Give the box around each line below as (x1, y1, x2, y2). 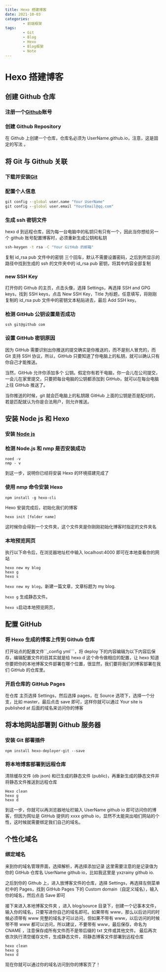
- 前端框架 (23, 21, 42, 26)
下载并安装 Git (5, 173, 38, 180)
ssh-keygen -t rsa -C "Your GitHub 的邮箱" (5, 244, 94, 249)
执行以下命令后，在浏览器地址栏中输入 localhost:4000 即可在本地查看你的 (5, 549, 156, 555)
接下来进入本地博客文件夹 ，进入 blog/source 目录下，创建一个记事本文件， (5, 902, 159, 909)
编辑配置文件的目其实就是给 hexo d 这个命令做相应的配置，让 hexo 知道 (13, 654, 159, 660)
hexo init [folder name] (5, 514, 56, 519)
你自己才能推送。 (5, 359, 40, 365)
